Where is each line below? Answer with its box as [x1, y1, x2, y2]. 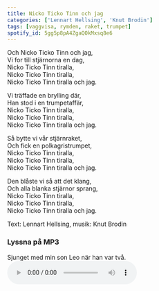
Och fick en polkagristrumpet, [7, 141, 92, 150]
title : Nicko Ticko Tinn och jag [7, 10, 104, 17]
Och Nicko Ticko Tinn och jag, [7, 48, 93, 57]
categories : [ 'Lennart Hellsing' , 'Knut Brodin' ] [7, 17, 153, 24]
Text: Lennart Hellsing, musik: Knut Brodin [7, 220, 127, 229]
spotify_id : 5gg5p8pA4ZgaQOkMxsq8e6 [7, 29, 113, 37]
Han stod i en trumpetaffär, [7, 98, 84, 107]
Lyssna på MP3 [7, 237, 60, 247]
